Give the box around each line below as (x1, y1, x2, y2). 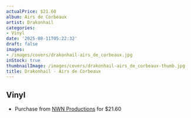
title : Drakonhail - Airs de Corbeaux (6, 68, 101, 74)
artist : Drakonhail (6, 19, 54, 25)
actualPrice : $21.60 (6, 8, 57, 15)
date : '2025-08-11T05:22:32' (6, 36, 78, 41)
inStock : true (6, 57, 41, 63)
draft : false (6, 41, 38, 47)
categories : (6, 25, 35, 31)
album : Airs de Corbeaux (6, 14, 67, 20)
